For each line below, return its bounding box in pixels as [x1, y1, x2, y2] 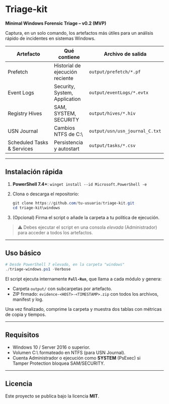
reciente [53, 75, 74, 82]
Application [53, 95, 81, 102]
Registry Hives [8, 110, 42, 117]
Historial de [53, 62, 81, 69]
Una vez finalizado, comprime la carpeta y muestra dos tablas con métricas [5, 306, 162, 312]
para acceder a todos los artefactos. [17, 229, 93, 235]
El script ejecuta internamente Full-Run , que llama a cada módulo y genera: [5, 276, 162, 282]
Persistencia [53, 139, 83, 146]
